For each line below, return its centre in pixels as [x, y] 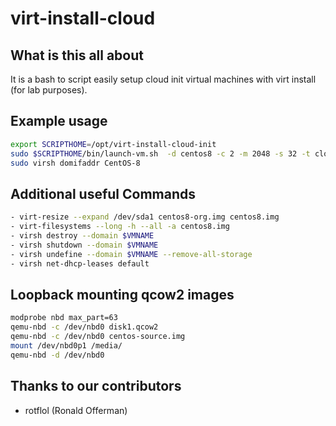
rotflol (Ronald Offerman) [76, 410]
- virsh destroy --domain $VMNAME [82, 236]
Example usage [59, 121]
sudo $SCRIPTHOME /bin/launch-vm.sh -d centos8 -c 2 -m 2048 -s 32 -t [160, 153]
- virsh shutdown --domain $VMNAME [84, 245]
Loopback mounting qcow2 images [122, 294]
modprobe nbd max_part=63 [64, 318]
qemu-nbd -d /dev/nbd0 [57, 355]
